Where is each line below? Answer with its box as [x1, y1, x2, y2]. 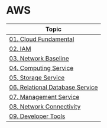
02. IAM [9, 44, 31, 53]
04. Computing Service [9, 63, 74, 72]
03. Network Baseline [9, 54, 69, 62]
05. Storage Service [9, 73, 65, 82]
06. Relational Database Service [9, 83, 98, 91]
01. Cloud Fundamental [9, 35, 74, 43]
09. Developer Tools [9, 112, 66, 120]
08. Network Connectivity [9, 102, 81, 110]
